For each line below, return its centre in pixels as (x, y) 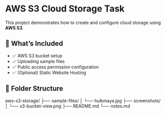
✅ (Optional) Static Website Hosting (49, 72)
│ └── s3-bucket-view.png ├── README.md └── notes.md (67, 106)
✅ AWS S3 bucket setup (37, 55)
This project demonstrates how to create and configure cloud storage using (83, 22)
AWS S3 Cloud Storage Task (65, 9)
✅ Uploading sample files (38, 61)
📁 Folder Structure (34, 89)
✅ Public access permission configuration (55, 67)
